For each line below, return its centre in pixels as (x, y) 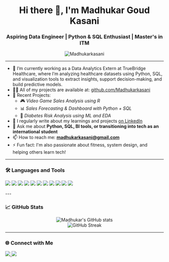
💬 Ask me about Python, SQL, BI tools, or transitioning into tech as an (86, 126)
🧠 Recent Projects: (32, 95)
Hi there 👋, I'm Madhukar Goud (84, 10)
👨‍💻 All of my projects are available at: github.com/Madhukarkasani (81, 90)
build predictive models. (37, 85)
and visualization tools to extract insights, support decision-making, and (87, 79)
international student (35, 132)
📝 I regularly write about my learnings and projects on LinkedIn (77, 121)
